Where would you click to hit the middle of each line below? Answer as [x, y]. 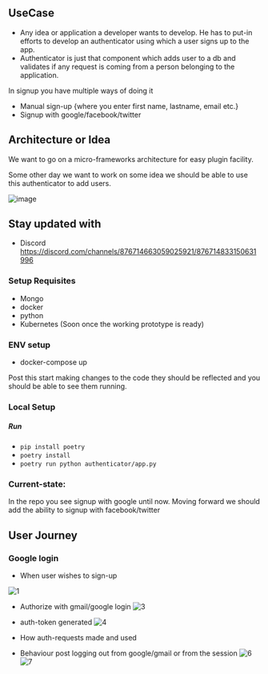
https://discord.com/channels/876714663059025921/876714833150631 [138, 252]
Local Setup [32, 406]
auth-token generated [56, 622]
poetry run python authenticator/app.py [88, 464]
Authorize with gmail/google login [76, 606]
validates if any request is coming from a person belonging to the [127, 67]
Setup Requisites [42, 281]
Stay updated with [55, 224]
